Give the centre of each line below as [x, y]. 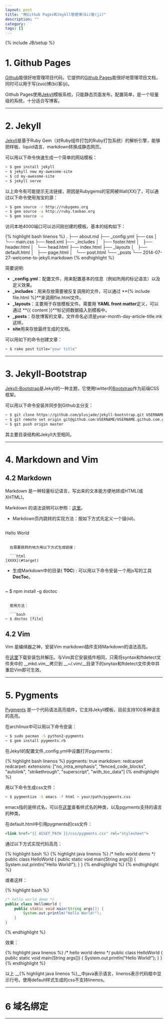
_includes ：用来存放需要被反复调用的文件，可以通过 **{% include [81, 291]
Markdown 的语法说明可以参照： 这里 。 [45, 507]
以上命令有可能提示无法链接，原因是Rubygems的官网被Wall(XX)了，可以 [80, 191]
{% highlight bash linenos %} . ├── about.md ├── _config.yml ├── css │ [81, 237]
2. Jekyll [23, 126]
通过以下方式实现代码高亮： [34, 843]
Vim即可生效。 [29, 670]
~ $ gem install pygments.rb [35, 741]
